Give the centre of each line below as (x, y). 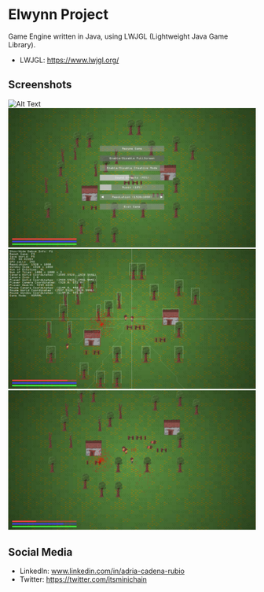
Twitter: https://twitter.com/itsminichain (83, 579)
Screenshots (40, 85)
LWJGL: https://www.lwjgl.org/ (69, 60)
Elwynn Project (58, 15)
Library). (22, 44)
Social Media (40, 552)
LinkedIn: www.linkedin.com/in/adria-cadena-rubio (102, 571)
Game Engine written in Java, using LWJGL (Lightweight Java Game (118, 36)
